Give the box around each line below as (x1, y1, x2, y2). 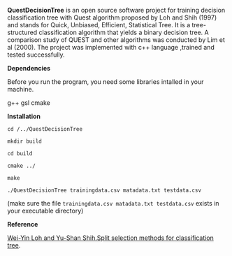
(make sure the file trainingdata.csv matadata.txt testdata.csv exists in (7, 199, 219, 207)
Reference (7, 220, 38, 228)
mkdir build (7, 138, 42, 145)
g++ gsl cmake (7, 99, 51, 107)
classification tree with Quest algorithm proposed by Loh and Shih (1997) (7, 13, 217, 22)
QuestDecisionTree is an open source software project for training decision (7, 6, 226, 14)
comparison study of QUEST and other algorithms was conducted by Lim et (7, 36, 226, 44)
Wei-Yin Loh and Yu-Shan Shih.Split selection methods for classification (7, 234, 215, 242)
